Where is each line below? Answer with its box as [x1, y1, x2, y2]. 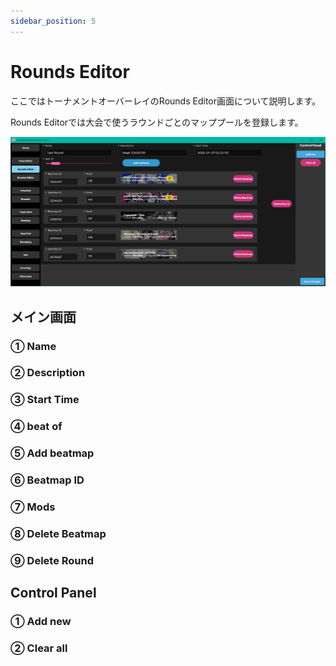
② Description [10, 366, 86, 380]
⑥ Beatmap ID [10, 473, 85, 487]
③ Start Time [10, 393, 80, 407]
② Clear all [10, 641, 68, 655]
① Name [10, 339, 57, 353]
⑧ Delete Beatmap [10, 527, 107, 541]
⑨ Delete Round [10, 553, 95, 567]
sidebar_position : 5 [10, 16, 97, 26]
